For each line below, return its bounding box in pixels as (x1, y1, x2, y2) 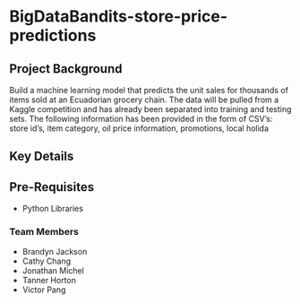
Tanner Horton (21, 274, 76, 285)
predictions (9, 25, 97, 46)
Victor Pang (21, 284, 66, 295)
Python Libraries (21, 204, 83, 214)
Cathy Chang (21, 256, 72, 266)
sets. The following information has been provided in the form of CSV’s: (9, 114, 273, 124)
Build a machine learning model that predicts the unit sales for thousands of (9, 85, 289, 95)
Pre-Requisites (9, 179, 95, 195)
